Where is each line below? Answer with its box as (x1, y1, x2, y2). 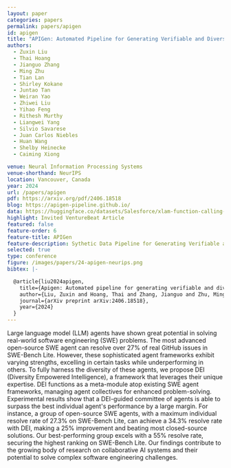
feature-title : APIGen (7, 233, 72, 241)
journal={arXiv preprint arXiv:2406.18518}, (19, 297, 149, 304)
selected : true (7, 246, 51, 253)
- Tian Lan (13, 74, 45, 81)
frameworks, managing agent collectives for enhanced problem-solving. (7, 387, 212, 396)
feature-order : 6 (7, 227, 57, 234)
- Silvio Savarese (13, 125, 67, 132)
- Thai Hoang (13, 55, 51, 62)
